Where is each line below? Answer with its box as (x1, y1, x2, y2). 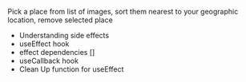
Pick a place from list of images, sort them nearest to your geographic (7, 7, 239, 16)
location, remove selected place (7, 15, 113, 25)
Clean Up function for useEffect (18, 64, 124, 74)
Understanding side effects (18, 31, 110, 40)
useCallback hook (18, 56, 79, 65)
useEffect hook (18, 39, 70, 49)
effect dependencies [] (18, 48, 95, 57)
